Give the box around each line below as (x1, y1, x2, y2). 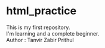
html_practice (6, 4, 77, 18)
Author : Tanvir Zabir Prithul (6, 36, 74, 43)
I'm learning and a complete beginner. (6, 30, 100, 37)
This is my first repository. (6, 24, 70, 31)
